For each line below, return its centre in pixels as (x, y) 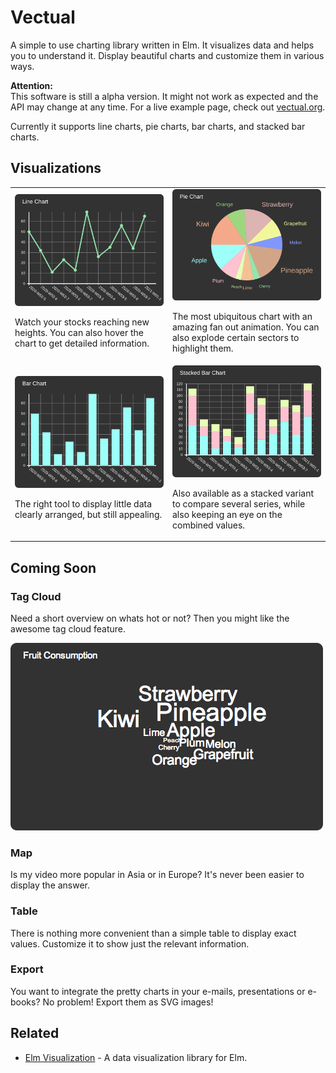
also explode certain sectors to (236, 337)
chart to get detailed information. (82, 343)
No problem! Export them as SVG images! (128, 1002)
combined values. (209, 525)
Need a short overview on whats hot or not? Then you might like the (150, 618)
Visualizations (56, 168)
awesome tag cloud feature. (68, 628)
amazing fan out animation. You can (246, 327)
